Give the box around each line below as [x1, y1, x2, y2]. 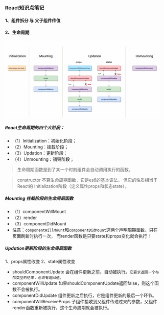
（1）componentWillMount [12, 209, 66, 215]
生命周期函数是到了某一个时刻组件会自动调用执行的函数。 [17, 167, 133, 172]
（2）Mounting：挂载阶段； [12, 144, 69, 150]
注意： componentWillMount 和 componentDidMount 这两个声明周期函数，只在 [12, 227, 158, 233]
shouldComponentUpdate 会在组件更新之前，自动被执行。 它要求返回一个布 [12, 269, 159, 275]
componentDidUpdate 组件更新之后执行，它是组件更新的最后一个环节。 [12, 292, 157, 298]
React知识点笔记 [5, 4, 45, 11]
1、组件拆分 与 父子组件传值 [5, 17, 61, 23]
